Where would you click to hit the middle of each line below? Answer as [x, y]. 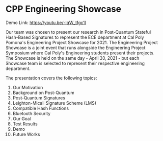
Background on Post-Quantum [43, 93]
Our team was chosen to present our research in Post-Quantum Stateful [78, 32]
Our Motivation [28, 87]
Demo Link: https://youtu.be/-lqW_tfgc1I [46, 23]
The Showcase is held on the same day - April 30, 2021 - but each [72, 58]
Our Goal [22, 118]
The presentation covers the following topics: [51, 78]
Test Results [25, 124]
